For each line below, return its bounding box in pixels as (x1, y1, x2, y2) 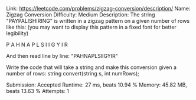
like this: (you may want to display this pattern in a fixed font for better (6, 23, 177, 30)
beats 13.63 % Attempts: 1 (6, 88, 70, 94)
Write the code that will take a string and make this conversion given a (6, 64, 177, 71)
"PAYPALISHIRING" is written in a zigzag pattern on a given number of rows (6, 18, 190, 24)
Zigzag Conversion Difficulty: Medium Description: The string (6, 11, 155, 18)
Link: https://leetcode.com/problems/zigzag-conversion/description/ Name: (6, 5, 191, 12)
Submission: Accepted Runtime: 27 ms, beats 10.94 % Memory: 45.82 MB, (6, 81, 188, 88)
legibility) (6, 30, 29, 37)
